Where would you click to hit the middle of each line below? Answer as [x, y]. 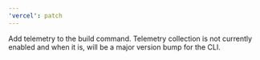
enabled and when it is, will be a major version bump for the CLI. [114, 47]
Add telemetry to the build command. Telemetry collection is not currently [130, 38]
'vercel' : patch [35, 16]
